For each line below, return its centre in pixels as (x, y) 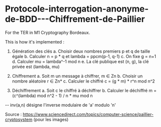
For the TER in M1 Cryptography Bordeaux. (48, 32)
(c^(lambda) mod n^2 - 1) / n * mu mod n (52, 96)
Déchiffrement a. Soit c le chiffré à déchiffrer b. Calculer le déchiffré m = (84, 90)
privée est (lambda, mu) (36, 67)
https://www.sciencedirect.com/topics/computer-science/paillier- (88, 114)
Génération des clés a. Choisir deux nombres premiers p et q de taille (81, 51)
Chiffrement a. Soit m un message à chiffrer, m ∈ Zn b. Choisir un (77, 76)
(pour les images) (51, 119)
